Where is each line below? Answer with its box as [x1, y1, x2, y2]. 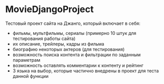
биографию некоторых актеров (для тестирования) [12, 46, 125, 52]
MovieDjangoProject [5, 4, 94, 15]
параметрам [12, 57, 41, 63]
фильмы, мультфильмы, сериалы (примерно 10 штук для [12, 30, 136, 36]
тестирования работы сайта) [12, 35, 76, 41]
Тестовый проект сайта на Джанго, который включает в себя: [5, 20, 141, 26]
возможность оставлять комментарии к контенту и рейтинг [12, 62, 144, 68]
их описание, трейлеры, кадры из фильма [12, 40, 104, 47]
